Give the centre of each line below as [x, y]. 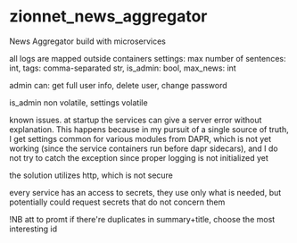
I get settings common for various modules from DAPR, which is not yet [140, 138]
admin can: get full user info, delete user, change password [118, 85]
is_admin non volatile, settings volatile [79, 102]
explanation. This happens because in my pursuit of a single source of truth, [149, 129]
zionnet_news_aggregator [108, 17]
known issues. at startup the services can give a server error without [136, 120]
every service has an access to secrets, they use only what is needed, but [145, 192]
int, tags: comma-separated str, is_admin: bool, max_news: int [123, 68]
